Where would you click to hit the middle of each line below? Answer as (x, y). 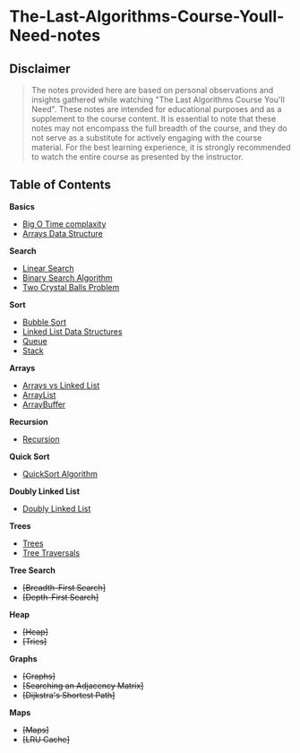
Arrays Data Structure (62, 233)
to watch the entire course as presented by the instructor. (137, 157)
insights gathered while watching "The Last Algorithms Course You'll (158, 100)
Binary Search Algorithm (68, 277)
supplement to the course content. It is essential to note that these (154, 119)
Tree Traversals (51, 552)
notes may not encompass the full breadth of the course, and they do (159, 128)
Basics (22, 206)
